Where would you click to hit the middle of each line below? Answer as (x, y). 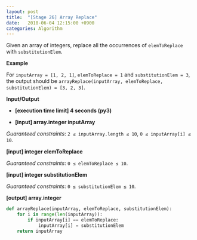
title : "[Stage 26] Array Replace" (52, 17)
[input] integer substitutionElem (47, 175)
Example (17, 63)
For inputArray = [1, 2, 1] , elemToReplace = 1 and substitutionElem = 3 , (98, 75)
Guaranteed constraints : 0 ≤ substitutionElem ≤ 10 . (71, 186)
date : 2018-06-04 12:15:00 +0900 (50, 23)
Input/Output (23, 99)
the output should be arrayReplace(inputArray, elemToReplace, (84, 81)
